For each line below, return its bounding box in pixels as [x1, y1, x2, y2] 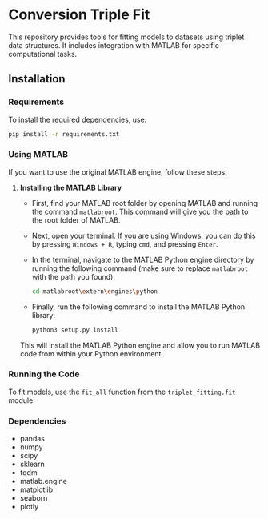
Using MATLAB [8, 149, 69, 160]
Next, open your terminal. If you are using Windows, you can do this [31, 231, 256, 240]
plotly [19, 502, 39, 512]
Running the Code [8, 368, 80, 380]
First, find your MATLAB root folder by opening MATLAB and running [31, 198, 258, 207]
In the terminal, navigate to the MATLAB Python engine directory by [31, 255, 254, 264]
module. [8, 395, 36, 405]
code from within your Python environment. [19, 348, 164, 358]
